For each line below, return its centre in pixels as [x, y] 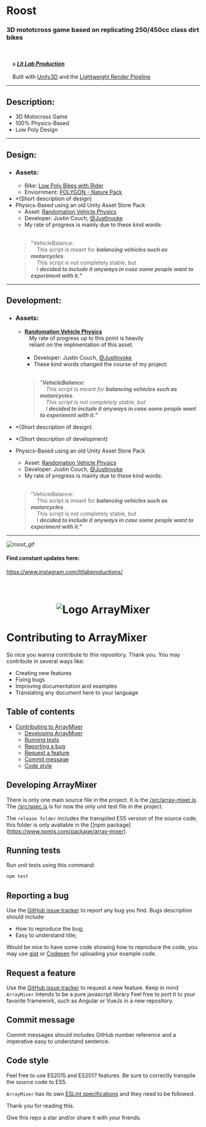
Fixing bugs [30, 679]
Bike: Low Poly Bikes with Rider [64, 185]
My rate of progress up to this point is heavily [86, 338]
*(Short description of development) [62, 438]
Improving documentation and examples [66, 686]
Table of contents [40, 712]
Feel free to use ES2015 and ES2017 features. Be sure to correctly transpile [101, 1075]
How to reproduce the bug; [49, 929]
